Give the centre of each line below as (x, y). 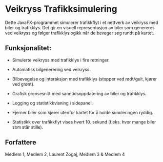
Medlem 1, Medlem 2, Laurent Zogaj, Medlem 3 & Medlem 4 (65, 154)
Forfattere (21, 142)
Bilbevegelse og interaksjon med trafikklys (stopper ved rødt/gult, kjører (84, 79)
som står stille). (28, 127)
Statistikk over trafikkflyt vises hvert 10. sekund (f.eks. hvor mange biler (84, 122)
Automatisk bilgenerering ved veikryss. (51, 69)
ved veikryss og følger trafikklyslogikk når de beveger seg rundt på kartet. (80, 33)
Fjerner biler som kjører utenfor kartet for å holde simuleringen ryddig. (83, 112)
